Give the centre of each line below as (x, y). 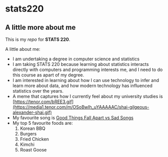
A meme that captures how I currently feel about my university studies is (88, 96)
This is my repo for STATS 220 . (38, 39)
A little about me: (23, 49)
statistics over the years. (38, 91)
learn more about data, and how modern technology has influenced (82, 86)
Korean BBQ (33, 128)
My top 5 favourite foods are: (43, 123)
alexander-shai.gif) (32, 112)
